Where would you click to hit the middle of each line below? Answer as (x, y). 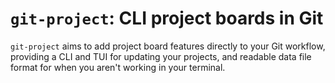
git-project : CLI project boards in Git (167, 18)
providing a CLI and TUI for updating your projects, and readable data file (161, 56)
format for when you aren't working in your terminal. (118, 67)
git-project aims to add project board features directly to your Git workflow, (168, 46)
